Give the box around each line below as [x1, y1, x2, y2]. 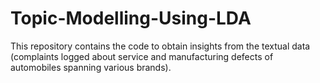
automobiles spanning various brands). [10, 61, 172, 73]
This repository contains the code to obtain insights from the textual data [10, 40, 311, 52]
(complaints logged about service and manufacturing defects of [10, 50, 274, 62]
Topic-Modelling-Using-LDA [10, 7, 252, 30]
